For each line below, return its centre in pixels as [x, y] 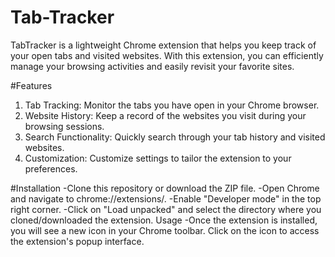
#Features [31, 85]
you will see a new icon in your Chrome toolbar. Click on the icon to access [165, 230]
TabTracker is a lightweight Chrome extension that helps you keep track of [163, 45]
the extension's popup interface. [77, 241]
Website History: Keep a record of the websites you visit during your [165, 115]
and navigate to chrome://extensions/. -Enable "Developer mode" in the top [166, 198]
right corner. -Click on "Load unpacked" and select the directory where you [166, 209]
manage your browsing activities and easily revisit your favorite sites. [152, 66]
